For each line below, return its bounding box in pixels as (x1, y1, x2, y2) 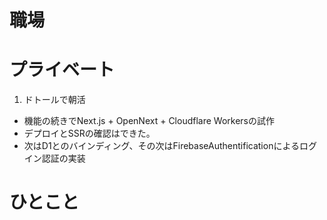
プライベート (9, 59, 116, 81)
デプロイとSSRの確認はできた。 (23, 127, 156, 140)
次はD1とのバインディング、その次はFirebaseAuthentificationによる (23, 140, 300, 152)
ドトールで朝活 (23, 94, 86, 106)
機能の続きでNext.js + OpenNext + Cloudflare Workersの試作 (23, 115, 275, 127)
